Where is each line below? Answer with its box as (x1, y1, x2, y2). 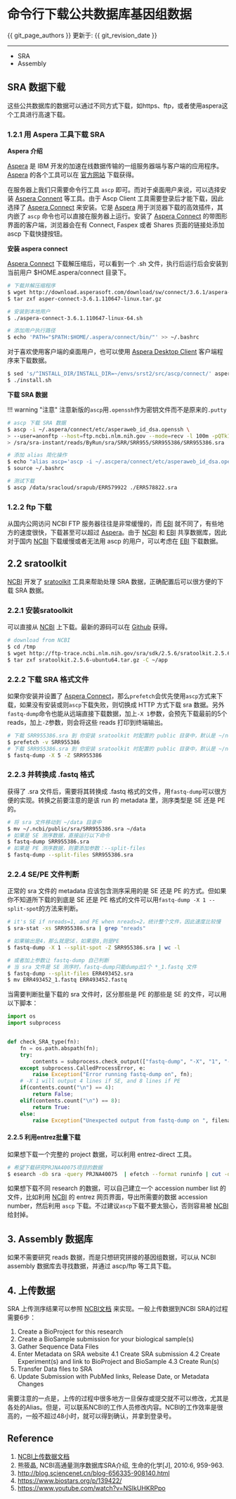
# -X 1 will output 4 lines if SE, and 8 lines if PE (20, 1077, 181, 1084)
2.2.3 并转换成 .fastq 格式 (7, 770, 95, 780)
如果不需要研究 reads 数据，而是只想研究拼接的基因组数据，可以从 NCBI (7, 1253, 216, 1262)
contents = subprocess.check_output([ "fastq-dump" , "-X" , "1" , (32, 1058, 221, 1065)
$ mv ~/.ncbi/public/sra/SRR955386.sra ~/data (7, 825, 146, 833)
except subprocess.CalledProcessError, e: (20, 1064, 146, 1072)
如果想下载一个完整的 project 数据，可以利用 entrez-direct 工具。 (7, 1150, 195, 1158)
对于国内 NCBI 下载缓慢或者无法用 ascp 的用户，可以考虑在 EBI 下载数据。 (7, 537, 223, 545)
